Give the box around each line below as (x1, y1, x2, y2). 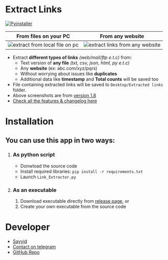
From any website (100, 32, 144, 39)
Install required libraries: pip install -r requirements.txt (20, 168, 144, 174)
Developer (5, 221, 50, 233)
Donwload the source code (20, 162, 77, 169)
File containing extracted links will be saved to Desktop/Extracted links (12, 81, 163, 87)
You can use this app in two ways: (5, 136, 116, 145)
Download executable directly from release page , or (20, 198, 130, 204)
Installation (5, 116, 54, 127)
